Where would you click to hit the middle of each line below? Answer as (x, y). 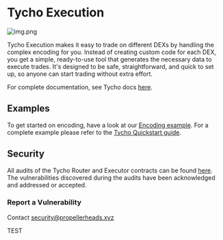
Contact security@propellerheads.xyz (61, 217)
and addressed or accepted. (47, 185)
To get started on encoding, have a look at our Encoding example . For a (108, 125)
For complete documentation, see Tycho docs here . (80, 87)
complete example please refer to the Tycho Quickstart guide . (94, 132)
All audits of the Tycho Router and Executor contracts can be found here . (110, 170)
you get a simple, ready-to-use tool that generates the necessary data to (109, 59)
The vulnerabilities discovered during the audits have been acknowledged (111, 177)
